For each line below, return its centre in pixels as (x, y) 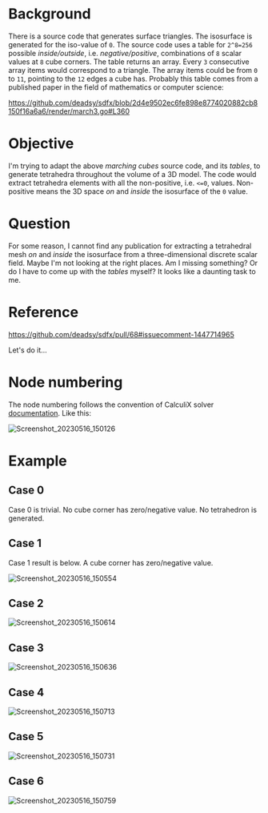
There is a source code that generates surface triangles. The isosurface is (130, 36)
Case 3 (26, 648)
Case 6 (26, 781)
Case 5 (26, 737)
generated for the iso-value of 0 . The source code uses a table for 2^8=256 (131, 44)
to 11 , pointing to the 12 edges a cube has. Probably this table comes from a (133, 78)
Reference (43, 312)
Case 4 (26, 692)
